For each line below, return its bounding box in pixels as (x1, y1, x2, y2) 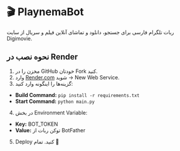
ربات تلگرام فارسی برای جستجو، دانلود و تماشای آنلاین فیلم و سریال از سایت (6, 28, 175, 36)
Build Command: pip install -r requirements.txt (15, 91, 140, 98)
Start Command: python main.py (15, 98, 95, 105)
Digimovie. (6, 35, 33, 42)
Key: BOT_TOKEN (15, 120, 58, 127)
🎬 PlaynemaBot (6, 5, 84, 19)
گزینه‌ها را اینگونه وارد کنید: (15, 80, 73, 87)
